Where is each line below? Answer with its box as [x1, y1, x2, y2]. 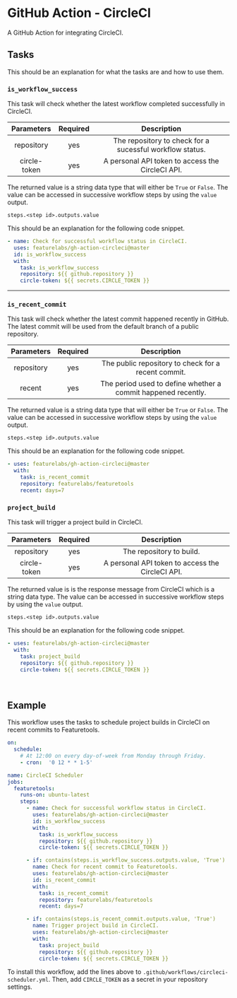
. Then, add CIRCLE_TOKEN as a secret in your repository [48, 975, 208, 984]
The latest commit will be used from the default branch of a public [7, 322, 200, 331]
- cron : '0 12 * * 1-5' [20, 758, 93, 766]
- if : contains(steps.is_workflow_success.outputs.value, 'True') [25, 857, 226, 864]
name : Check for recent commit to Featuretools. [32, 864, 178, 871]
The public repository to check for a [101, 358, 220, 368]
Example [7, 699, 47, 711]
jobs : [7, 778, 23, 785]
